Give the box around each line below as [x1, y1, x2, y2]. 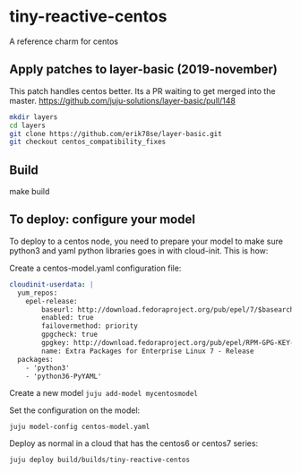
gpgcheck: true [41, 330, 99, 340]
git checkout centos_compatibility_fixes [9, 137, 167, 147]
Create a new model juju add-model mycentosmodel [9, 388, 199, 399]
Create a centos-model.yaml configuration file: [9, 262, 182, 273]
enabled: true [41, 314, 94, 322]
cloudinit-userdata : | [9, 279, 94, 288]
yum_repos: [17, 288, 58, 297]
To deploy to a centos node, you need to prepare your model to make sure [9, 236, 284, 246]
